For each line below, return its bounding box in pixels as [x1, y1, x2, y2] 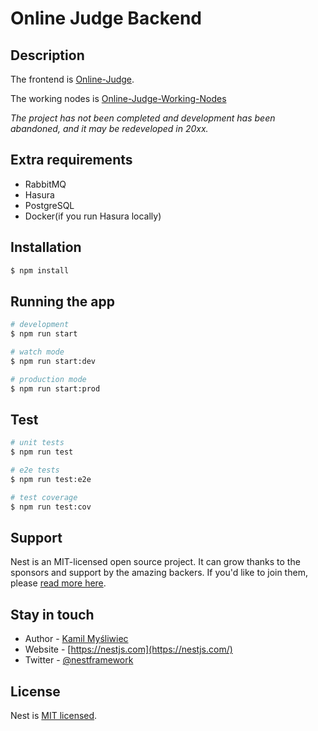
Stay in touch [10, 606, 95, 623]
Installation [10, 239, 82, 256]
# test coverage [10, 492, 78, 502]
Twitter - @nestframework [24, 654, 134, 666]
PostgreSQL [24, 199, 75, 211]
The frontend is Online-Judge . [10, 73, 135, 85]
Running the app [10, 293, 115, 310]
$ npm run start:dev [10, 356, 97, 366]
